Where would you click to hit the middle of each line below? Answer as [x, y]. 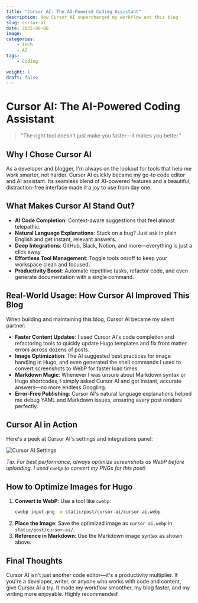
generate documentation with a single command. [74, 277]
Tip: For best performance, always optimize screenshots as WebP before [95, 462]
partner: [16, 325]
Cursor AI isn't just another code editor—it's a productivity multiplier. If [92, 575]
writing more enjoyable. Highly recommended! [63, 594]
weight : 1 [18, 72]
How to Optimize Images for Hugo [69, 487]
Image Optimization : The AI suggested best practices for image [93, 355]
